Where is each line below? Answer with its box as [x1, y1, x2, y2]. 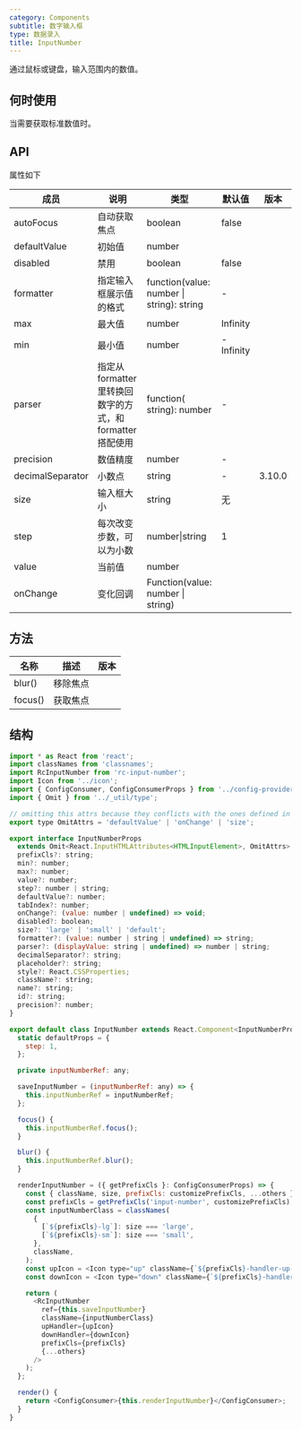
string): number [146, 403, 212, 416]
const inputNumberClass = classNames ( [25, 1206, 170, 1215]
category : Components [9, 13, 90, 22]
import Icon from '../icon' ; [9, 777, 118, 786]
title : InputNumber [9, 38, 82, 47]
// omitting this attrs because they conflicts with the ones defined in [9, 809, 291, 818]
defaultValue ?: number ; [17, 892, 106, 901]
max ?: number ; [17, 867, 70, 876]
